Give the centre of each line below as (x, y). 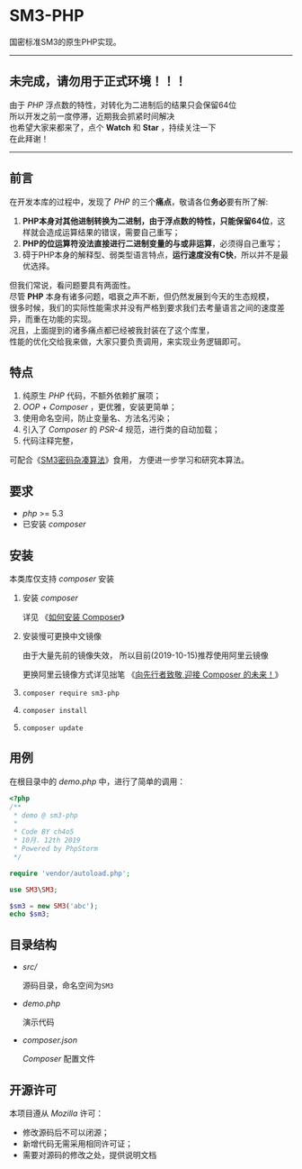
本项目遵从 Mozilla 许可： (57, 1113)
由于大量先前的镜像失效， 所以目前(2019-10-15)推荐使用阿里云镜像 (146, 655)
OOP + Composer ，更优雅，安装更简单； (99, 407)
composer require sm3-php (71, 693)
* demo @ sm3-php (45, 815)
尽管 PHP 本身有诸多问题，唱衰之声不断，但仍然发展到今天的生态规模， (142, 296)
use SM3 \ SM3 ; (34, 890)
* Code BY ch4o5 (44, 832)
